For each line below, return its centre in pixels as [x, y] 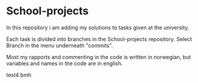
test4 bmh [19, 75]
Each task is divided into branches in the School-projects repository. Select [99, 39]
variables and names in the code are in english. [64, 63]
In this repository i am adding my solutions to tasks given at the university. [98, 27]
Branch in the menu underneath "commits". [60, 45]
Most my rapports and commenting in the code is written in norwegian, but [99, 57]
